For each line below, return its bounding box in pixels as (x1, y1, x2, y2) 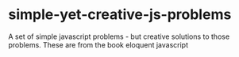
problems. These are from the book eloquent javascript (8, 40, 189, 49)
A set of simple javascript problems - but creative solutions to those (8, 32, 230, 41)
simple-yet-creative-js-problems (8, 6, 232, 24)
